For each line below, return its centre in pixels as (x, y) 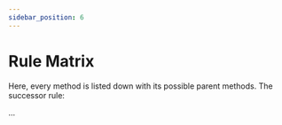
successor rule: (37, 95)
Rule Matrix (51, 61)
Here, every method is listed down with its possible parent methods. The (141, 86)
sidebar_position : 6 (47, 17)
